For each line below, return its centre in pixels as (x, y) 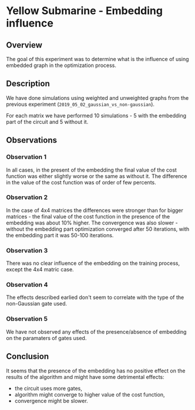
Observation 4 (27, 285)
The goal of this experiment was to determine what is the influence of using (97, 59)
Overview (24, 45)
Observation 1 (26, 157)
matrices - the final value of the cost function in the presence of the (88, 216)
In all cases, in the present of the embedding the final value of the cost (92, 170)
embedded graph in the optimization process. (61, 65)
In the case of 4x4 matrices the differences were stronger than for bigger (95, 210)
